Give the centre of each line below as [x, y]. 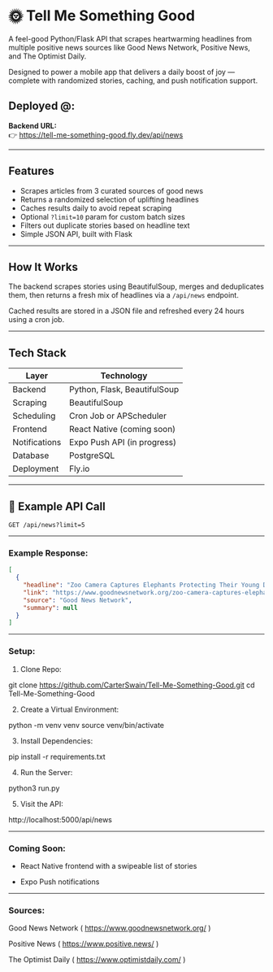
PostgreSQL [92, 455]
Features [31, 171]
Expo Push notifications [60, 882]
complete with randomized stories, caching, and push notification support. [133, 81]
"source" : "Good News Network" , [78, 600]
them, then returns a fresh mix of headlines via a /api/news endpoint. [124, 295]
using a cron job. [37, 320]
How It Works [43, 267]
